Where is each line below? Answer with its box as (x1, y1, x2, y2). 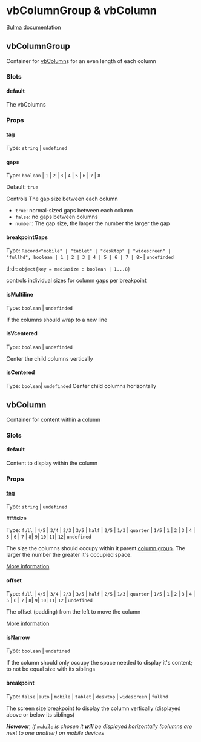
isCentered (6, 369, 35, 376)
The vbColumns (6, 100, 47, 108)
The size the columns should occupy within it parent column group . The (6, 545, 186, 552)
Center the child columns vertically (6, 355, 93, 362)
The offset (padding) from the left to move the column (6, 608, 141, 616)
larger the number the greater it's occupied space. (6, 551, 132, 559)
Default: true (6, 183, 39, 191)
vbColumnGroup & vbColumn (6, 4, 157, 18)
